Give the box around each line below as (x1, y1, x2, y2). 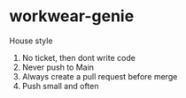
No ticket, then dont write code (21, 52, 136, 63)
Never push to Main (21, 62, 95, 72)
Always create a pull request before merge (21, 71, 178, 81)
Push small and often (21, 80, 99, 91)
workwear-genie (9, 6, 135, 26)
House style (9, 35, 53, 46)
